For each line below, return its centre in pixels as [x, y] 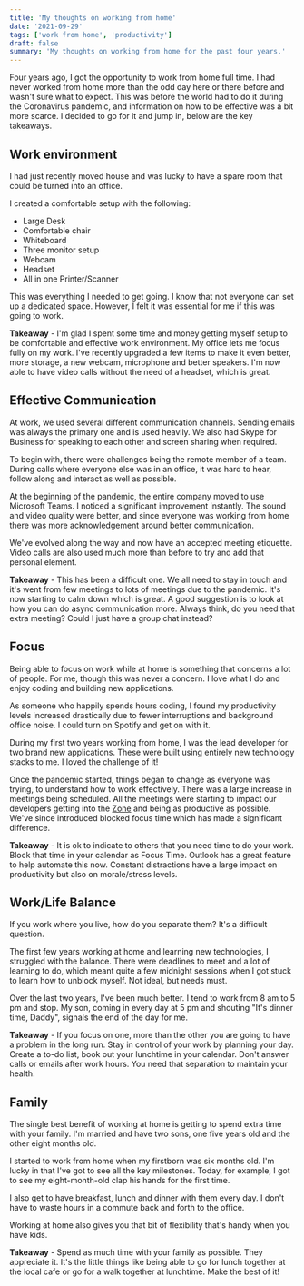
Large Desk [44, 221]
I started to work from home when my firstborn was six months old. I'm [142, 1161]
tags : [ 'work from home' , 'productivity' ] [91, 35]
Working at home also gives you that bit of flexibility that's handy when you [150, 1225]
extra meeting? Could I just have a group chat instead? [111, 618]
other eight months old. [53, 1143]
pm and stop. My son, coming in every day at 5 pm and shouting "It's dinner [151, 1008]
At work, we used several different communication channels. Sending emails [152, 422]
